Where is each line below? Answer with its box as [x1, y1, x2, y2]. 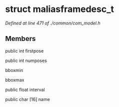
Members [5, 34, 36, 43]
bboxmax [5, 76, 24, 83]
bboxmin [5, 67, 23, 73]
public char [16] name [5, 96, 50, 102]
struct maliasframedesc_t [5, 3, 114, 15]
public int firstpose [5, 47, 44, 53]
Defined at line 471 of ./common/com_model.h [5, 20, 101, 26]
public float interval [5, 86, 45, 92]
